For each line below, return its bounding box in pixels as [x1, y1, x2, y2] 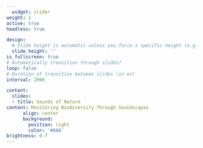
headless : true [6, 26, 45, 32]
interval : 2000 [6, 77, 45, 83]
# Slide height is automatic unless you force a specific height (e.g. [12, 43, 199, 49]
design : [6, 37, 26, 43]
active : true [6, 20, 40, 26]
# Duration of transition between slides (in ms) [6, 71, 136, 77]
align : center [22, 110, 59, 116]
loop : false [6, 65, 37, 71]
